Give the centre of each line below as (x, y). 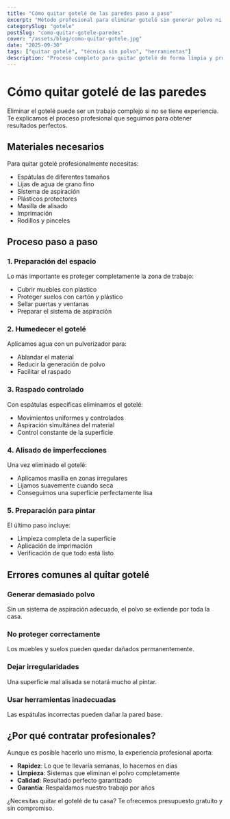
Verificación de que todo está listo (65, 553)
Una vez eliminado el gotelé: (47, 465)
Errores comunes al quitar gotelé (78, 575)
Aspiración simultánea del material (66, 425)
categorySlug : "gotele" (41, 26)
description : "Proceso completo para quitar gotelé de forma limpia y (110, 58)
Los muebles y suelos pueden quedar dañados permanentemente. (101, 649)
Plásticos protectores (47, 199)
